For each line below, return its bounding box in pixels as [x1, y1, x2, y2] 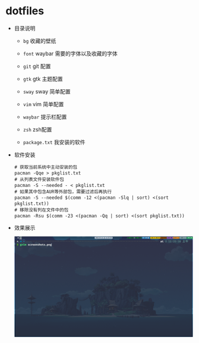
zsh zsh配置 [23, 126, 52, 133]
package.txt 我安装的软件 [23, 138, 86, 145]
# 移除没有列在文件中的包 [14, 207, 69, 213]
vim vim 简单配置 [23, 100, 64, 108]
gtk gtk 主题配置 [23, 75, 63, 82]
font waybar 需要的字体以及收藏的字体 [23, 49, 118, 57]
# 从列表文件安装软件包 [14, 176, 65, 182]
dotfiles [5, 4, 45, 18]
